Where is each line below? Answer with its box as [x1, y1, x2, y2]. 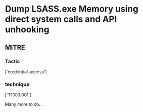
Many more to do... [5, 101, 43, 107]
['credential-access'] [5, 69, 47, 75]
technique [5, 81, 30, 88]
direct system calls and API [5, 14, 117, 25]
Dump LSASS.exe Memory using [5, 3, 139, 15]
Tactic [5, 58, 20, 64]
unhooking [5, 24, 49, 35]
